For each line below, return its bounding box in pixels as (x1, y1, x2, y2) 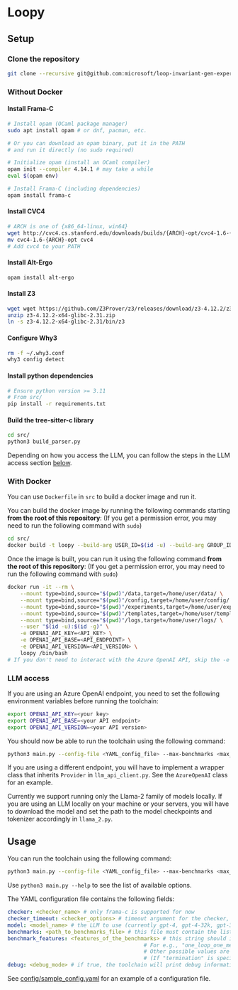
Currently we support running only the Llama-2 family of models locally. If (7, 792, 222, 801)
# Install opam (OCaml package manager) (7, 120, 129, 127)
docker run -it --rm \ (7, 584, 74, 591)
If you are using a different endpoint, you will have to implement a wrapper (7, 763, 225, 772)
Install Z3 (7, 289, 36, 298)
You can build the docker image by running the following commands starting (7, 506, 230, 515)
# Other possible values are (143, 948, 230, 955)
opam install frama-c (7, 191, 72, 199)
